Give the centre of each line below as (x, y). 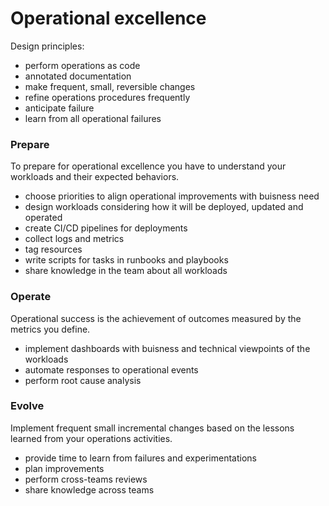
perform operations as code (82, 65)
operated (43, 218)
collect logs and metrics (74, 239)
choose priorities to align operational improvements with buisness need (172, 196)
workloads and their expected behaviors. (95, 177)
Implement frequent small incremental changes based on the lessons (152, 428)
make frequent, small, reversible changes (110, 86)
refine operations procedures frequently (107, 97)
